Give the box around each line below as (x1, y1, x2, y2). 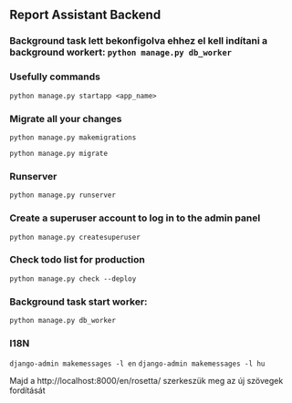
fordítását (9, 385, 46, 396)
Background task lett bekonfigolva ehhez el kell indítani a (9, 35, 268, 47)
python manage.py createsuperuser (9, 232, 141, 242)
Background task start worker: (9, 295, 148, 308)
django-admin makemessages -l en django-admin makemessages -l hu (9, 359, 266, 368)
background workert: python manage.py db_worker (9, 46, 233, 58)
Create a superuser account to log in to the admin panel (9, 212, 261, 224)
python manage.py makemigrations (9, 132, 137, 142)
